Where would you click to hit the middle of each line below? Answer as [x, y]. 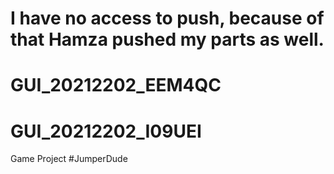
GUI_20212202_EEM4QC [116, 85]
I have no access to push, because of [167, 18]
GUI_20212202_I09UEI [106, 131]
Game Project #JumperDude [69, 159]
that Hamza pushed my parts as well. [167, 39]
